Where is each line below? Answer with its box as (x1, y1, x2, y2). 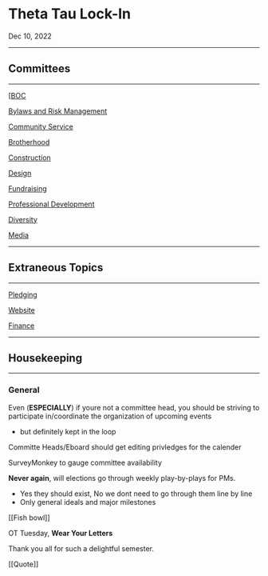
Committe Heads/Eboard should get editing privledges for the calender (8, 442, 242, 452)
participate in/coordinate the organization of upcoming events (8, 411, 212, 421)
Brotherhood (8, 137, 50, 146)
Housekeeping (8, 351, 82, 365)
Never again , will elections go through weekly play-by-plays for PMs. (8, 473, 236, 482)
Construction (8, 153, 52, 162)
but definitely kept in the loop (19, 426, 116, 436)
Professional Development (8, 199, 95, 209)
